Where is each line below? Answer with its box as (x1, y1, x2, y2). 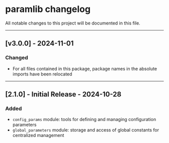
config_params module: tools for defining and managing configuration (12, 116, 156, 122)
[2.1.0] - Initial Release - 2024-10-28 (5, 90, 122, 98)
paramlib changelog (5, 3, 91, 15)
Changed (5, 54, 29, 61)
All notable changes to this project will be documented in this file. (5, 20, 141, 26)
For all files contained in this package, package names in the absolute (12, 65, 157, 71)
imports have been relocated (12, 71, 72, 77)
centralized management (12, 132, 64, 138)
